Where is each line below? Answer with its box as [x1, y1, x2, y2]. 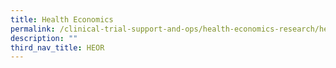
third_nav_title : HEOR [10, 42, 105, 53]
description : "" [10, 33, 78, 43]
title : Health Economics [10, 14, 114, 25]
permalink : [10, 24, 56, 34]
